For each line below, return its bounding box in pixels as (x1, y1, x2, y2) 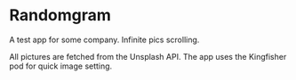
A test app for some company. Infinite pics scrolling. (9, 34, 200, 45)
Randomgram (9, 5, 111, 25)
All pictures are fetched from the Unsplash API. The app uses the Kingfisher (9, 51, 287, 62)
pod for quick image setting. (9, 61, 113, 71)
